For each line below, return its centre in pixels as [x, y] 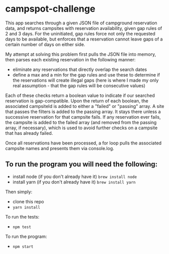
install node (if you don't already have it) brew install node [75, 176]
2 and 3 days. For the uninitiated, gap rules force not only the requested [80, 33]
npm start [23, 246]
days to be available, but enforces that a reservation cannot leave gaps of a [84, 39]
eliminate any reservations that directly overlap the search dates [80, 69]
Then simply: [19, 192]
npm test [22, 227]
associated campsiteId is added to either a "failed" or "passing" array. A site [85, 106]
